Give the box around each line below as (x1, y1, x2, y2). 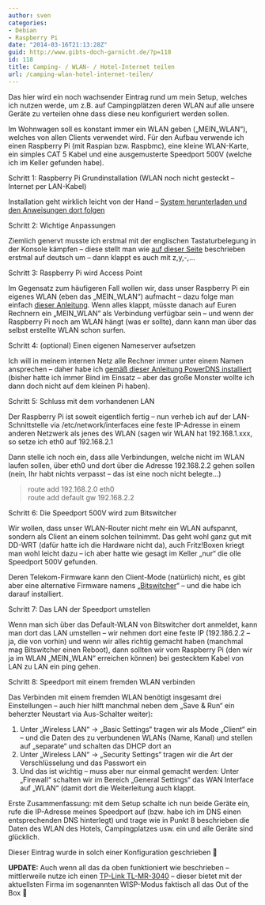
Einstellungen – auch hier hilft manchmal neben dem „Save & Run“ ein (8, 700, 235, 710)
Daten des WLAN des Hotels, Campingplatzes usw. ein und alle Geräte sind (8, 824, 254, 833)
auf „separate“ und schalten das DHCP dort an (19, 741, 172, 751)
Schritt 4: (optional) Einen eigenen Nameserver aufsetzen (8, 341, 196, 350)
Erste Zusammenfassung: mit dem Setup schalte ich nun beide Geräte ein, (8, 798, 251, 808)
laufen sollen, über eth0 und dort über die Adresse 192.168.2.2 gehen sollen (8, 460, 256, 470)
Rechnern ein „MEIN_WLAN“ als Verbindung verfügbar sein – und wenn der (8, 308, 254, 318)
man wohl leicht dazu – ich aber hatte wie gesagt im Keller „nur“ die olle (8, 549, 241, 558)
